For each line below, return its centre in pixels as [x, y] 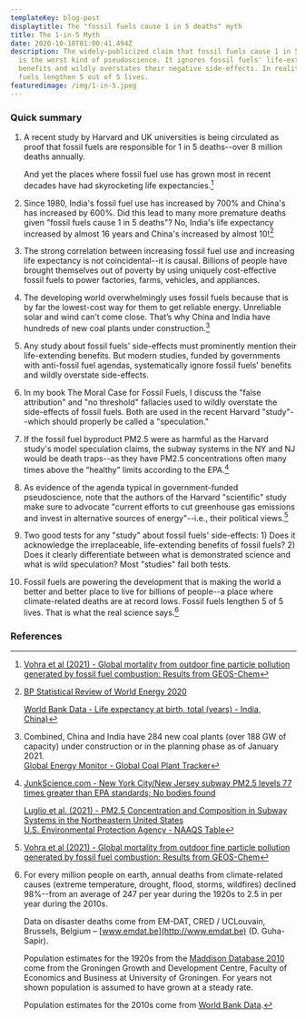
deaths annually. [54, 156]
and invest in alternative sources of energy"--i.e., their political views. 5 [156, 517]
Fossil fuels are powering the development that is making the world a [152, 582]
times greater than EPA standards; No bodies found [119, 793]
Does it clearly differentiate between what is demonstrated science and [157, 555]
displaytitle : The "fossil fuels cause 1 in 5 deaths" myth [127, 26]
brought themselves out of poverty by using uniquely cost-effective [150, 270]
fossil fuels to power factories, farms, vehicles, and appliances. [142, 280]
